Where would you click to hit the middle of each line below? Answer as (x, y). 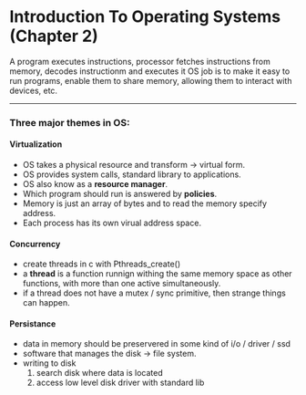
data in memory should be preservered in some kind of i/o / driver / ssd (157, 344)
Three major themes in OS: (70, 122)
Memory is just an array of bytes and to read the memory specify (144, 203)
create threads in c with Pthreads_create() (102, 264)
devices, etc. (33, 90)
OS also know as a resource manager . (95, 184)
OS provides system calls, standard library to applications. (132, 174)
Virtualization (36, 144)
